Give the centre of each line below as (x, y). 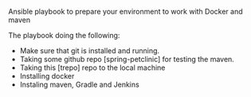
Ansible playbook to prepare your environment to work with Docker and (125, 12)
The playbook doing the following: (64, 35)
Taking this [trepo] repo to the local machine (92, 68)
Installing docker (47, 76)
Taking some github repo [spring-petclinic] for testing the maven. (127, 59)
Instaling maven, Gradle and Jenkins (79, 84)
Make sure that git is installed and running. (90, 50)
